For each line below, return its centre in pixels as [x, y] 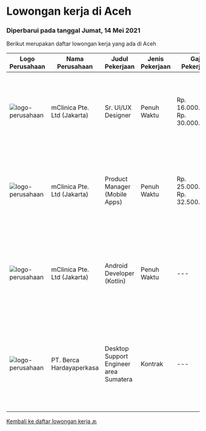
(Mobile [116, 195]
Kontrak [152, 364]
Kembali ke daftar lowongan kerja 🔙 [51, 421]
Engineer [117, 364]
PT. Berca [65, 360]
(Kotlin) [115, 281]
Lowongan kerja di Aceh [69, 11]
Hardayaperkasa [75, 368]
